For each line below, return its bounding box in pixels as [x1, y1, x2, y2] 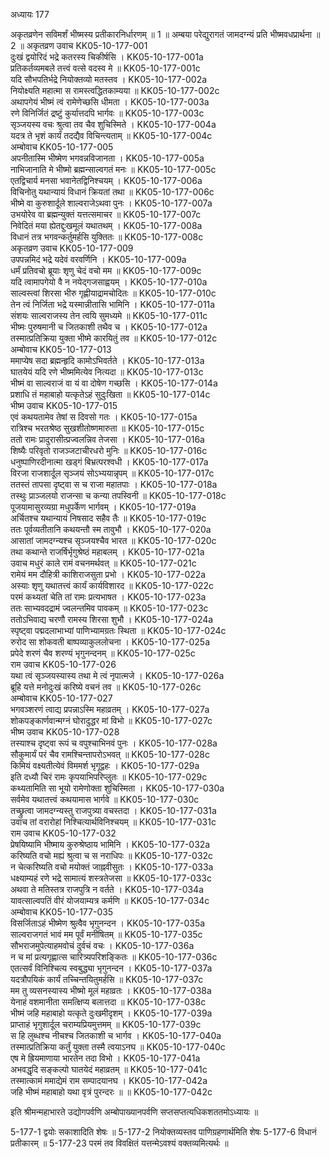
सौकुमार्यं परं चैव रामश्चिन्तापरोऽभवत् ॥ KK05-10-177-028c [10, 749, 210, 760]
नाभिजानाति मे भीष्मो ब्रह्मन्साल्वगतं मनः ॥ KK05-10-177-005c [10, 164, 217, 175]
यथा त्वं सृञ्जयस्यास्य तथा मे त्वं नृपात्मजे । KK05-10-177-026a [10, 670, 225, 681]
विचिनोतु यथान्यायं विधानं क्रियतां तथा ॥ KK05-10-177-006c [10, 186, 215, 198]
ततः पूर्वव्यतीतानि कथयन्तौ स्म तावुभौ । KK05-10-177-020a [10, 524, 212, 535]
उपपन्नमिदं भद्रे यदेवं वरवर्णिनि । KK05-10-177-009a [10, 254, 187, 265]
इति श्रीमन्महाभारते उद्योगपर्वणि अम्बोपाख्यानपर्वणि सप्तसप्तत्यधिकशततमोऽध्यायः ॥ [10, 1106, 259, 1118]
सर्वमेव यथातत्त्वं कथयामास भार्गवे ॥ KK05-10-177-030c [10, 794, 200, 805]
